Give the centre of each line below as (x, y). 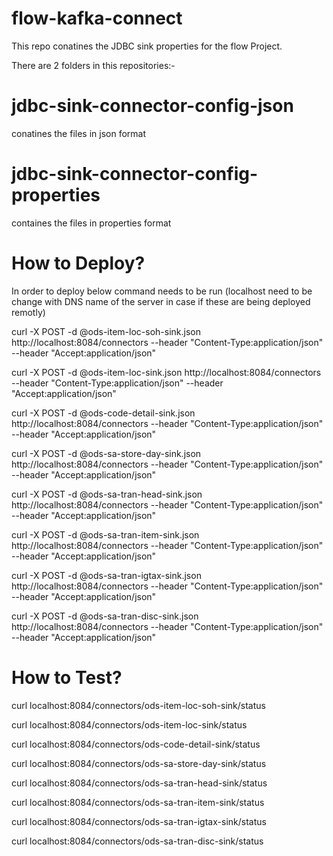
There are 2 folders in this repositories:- (93, 65)
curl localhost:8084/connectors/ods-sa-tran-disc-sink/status (137, 841)
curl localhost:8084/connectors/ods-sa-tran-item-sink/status (138, 802)
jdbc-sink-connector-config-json (152, 106)
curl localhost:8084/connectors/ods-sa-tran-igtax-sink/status (139, 821)
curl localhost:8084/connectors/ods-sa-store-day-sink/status (139, 763)
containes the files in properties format (91, 223)
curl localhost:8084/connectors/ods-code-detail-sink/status (136, 744)
